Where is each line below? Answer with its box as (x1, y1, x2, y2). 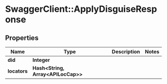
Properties (5, 34, 39, 42)
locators (7, 68, 28, 75)
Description (111, 48, 140, 55)
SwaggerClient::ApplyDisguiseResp (5, 3, 158, 15)
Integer (32, 57, 50, 63)
